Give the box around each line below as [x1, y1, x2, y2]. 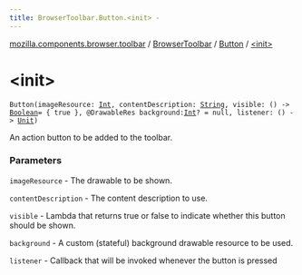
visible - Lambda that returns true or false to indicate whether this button [9, 210, 286, 221]
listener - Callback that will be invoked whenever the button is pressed [9, 255, 278, 266]
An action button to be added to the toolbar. [9, 132, 173, 142]
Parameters [9, 154, 62, 167]
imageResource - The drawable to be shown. [9, 174, 172, 186]
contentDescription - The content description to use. [9, 192, 209, 203]
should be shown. [9, 220, 76, 231]
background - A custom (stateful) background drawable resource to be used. [9, 237, 294, 248]
